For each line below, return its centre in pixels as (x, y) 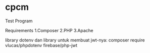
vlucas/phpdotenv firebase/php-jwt (41, 45)
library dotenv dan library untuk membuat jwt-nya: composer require (75, 40)
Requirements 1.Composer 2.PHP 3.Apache (49, 30)
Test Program (19, 21)
